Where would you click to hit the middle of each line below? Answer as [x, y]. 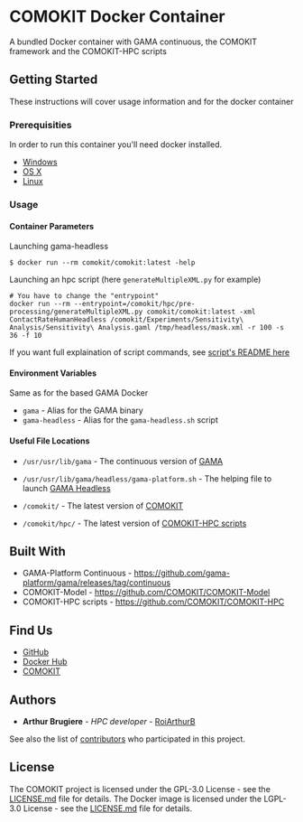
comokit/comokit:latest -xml [201, 312]
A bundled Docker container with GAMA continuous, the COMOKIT [133, 42]
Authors [33, 700]
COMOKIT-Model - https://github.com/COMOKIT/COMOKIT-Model [146, 593]
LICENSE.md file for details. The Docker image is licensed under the [136, 799]
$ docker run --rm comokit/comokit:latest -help [102, 263]
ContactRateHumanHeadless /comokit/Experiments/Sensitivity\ [127, 320]
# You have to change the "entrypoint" [84, 296]
